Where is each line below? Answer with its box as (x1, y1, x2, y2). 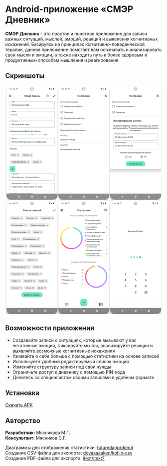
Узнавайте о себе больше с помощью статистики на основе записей (12, 353, 160, 359)
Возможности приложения (5, 324, 95, 333)
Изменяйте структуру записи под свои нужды (12, 364, 111, 370)
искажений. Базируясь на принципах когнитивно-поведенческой (5, 41, 145, 47)
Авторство (5, 416, 41, 425)
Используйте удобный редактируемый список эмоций (12, 358, 129, 364)
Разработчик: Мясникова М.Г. (5, 430, 71, 436)
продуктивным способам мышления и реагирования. (5, 57, 120, 63)
